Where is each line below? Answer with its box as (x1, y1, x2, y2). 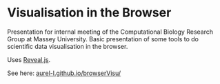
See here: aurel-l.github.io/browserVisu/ (7, 69, 121, 77)
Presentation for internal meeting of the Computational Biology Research (7, 28, 214, 36)
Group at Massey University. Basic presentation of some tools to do (7, 34, 199, 43)
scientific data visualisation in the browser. (7, 42, 128, 50)
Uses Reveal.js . (7, 55, 50, 63)
